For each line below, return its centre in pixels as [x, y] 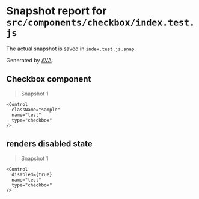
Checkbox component [49, 79]
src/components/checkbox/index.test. [101, 22]
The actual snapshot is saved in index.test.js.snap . [71, 49]
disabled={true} [32, 174]
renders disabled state [49, 144]
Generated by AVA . [30, 60]
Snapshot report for [57, 11]
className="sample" [36, 110]
